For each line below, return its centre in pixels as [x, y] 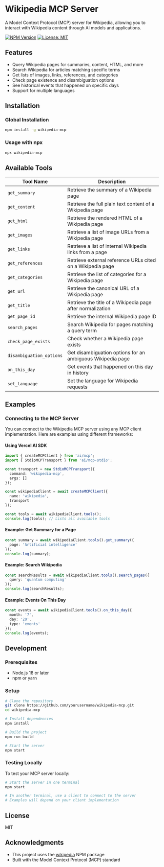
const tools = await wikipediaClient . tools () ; [53, 514]
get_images [20, 235]
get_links [19, 249]
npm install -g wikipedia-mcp [36, 130]
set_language [23, 384]
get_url [16, 292]
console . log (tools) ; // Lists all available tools [58, 518]
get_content [21, 207]
